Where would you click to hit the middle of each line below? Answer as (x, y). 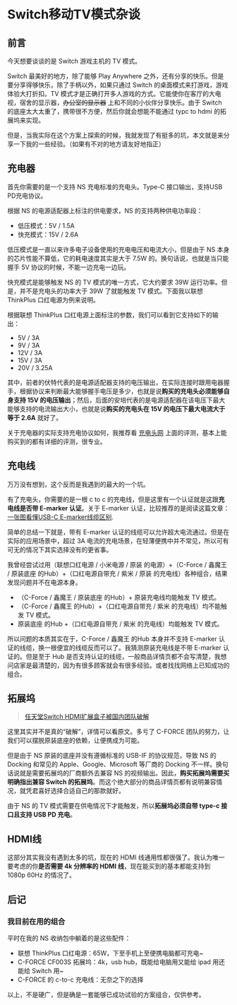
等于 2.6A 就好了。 (35, 417)
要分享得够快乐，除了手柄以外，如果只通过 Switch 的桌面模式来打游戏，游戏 (118, 85)
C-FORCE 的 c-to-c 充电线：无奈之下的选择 (80, 980)
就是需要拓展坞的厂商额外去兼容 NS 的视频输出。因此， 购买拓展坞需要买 (124, 773)
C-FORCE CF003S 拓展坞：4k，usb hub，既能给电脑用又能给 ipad (114, 962)
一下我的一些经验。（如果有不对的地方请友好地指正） (89, 144)
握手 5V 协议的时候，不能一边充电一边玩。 (69, 267)
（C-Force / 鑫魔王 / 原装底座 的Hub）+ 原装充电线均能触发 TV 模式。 (119, 597)
